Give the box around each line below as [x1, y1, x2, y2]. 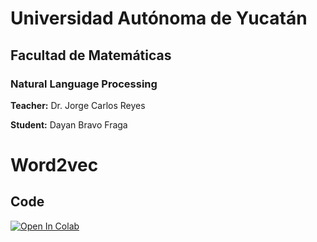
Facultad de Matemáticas [10, 47, 172, 64]
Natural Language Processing [10, 77, 158, 91]
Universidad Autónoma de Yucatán [10, 7, 308, 30]
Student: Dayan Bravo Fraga [10, 118, 128, 131]
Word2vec [10, 154, 99, 177]
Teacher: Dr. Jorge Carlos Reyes [10, 99, 146, 111]
